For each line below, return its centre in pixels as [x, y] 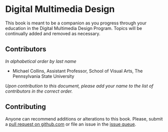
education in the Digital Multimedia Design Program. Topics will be [74, 28]
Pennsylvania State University [43, 76]
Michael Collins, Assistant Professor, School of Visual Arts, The [77, 71]
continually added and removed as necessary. [53, 33]
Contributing [26, 107]
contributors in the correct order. [39, 91]
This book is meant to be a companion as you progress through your [76, 23]
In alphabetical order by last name [41, 61]
